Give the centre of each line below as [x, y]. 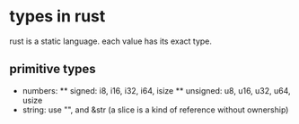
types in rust [57, 17]
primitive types [53, 69]
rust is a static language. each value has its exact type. [111, 41]
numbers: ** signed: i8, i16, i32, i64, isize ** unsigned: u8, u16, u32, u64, [156, 90]
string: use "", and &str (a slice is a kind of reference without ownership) [155, 110]
